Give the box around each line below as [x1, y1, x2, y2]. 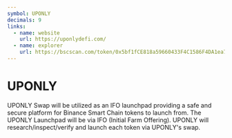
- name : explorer [13, 42, 64, 49]
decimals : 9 [7, 17, 41, 23]
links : [7, 23, 26, 30]
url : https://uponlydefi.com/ [19, 36, 107, 43]
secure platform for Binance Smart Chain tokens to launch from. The [7, 108, 202, 117]
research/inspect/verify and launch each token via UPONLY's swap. [7, 123, 201, 131]
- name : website [13, 29, 60, 37]
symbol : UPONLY [7, 10, 51, 17]
